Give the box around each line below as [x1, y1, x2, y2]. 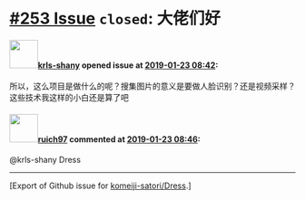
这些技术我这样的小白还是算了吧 [9, 92, 129, 103]
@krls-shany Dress [9, 154, 82, 165]
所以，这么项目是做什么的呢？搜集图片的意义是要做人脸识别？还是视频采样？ [9, 81, 296, 91]
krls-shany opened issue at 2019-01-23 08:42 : [37, 60, 219, 71]
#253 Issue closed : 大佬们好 [9, 8, 221, 29]
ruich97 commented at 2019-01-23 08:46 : [37, 133, 202, 145]
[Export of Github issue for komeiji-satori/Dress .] [9, 180, 192, 191]
